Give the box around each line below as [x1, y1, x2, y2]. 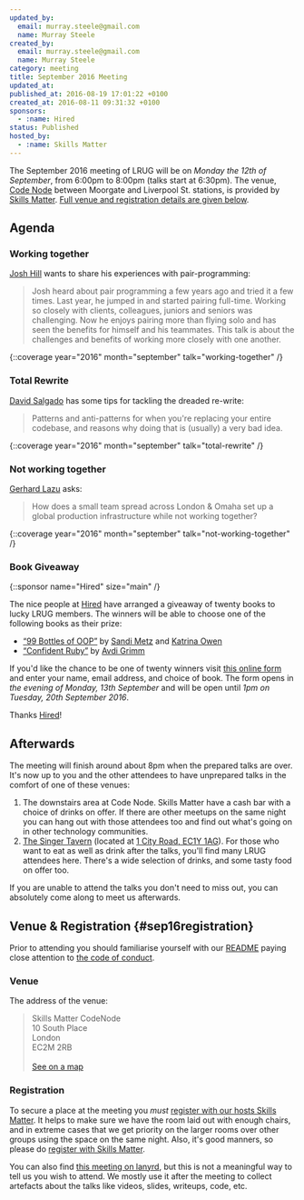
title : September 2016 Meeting [9, 73, 128, 82]
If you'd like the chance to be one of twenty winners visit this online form [9, 663, 282, 674]
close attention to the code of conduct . [9, 952, 155, 963]
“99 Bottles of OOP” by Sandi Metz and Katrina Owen [22, 635, 222, 646]
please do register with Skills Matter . [9, 1143, 145, 1155]
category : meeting [9, 65, 79, 74]
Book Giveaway [9, 560, 80, 573]
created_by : [9, 38, 54, 48]
